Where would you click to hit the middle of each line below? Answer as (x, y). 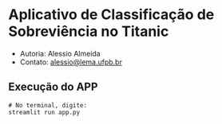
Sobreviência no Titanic (89, 31)
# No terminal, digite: (48, 105)
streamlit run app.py (44, 112)
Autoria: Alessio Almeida (60, 53)
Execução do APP (53, 87)
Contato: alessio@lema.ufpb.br (71, 62)
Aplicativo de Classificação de (111, 15)
